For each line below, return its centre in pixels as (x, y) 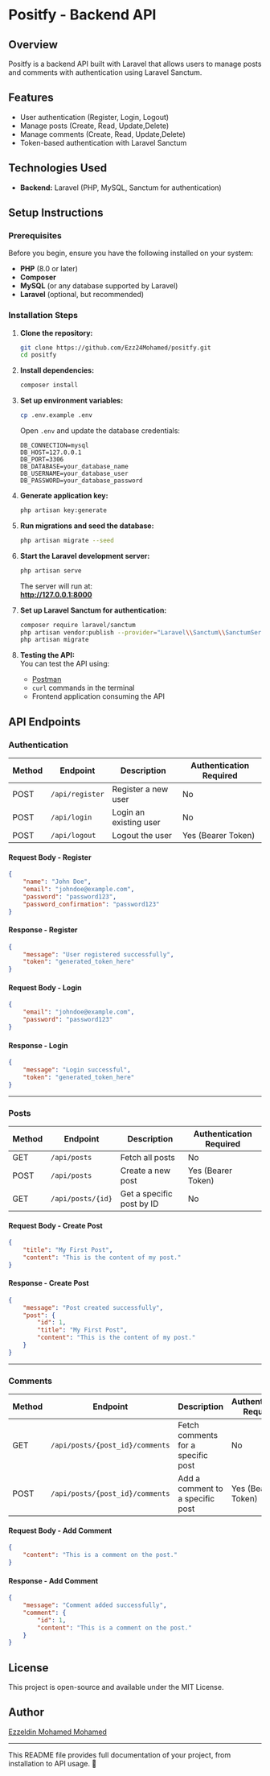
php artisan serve (51, 570)
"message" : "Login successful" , (77, 1070)
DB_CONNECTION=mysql (54, 446)
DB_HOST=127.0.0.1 (51, 452)
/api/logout (74, 836)
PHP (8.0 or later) (49, 269)
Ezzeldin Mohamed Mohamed (57, 1732)
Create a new (145, 1171)
